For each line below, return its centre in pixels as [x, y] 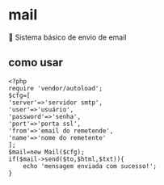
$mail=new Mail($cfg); [46, 152]
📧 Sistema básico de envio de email [67, 37]
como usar [36, 63]
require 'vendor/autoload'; [56, 88]
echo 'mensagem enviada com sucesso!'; [90, 166]
